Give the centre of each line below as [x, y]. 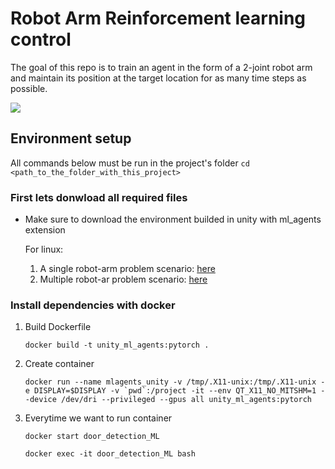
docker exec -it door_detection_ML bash [110, 454]
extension [45, 230]
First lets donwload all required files [99, 197]
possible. [29, 88]
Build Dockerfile [58, 327]
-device [40, 400]
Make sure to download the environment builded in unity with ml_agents [173, 219]
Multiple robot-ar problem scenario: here [123, 279]
